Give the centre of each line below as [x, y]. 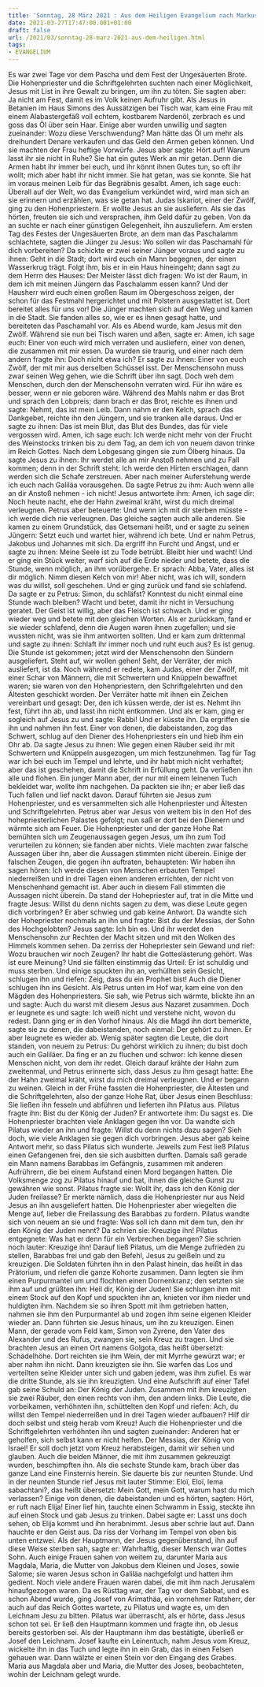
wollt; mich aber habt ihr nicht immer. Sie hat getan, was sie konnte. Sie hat [130, 175]
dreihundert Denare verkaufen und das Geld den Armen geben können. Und [131, 142]
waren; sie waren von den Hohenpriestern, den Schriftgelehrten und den [126, 686]
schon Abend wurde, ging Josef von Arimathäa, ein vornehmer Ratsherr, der [132, 1599]
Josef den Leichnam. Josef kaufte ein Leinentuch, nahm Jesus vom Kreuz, [129, 1641]
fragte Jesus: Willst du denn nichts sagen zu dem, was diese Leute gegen [128, 904]
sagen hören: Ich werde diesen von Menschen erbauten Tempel [112, 870]
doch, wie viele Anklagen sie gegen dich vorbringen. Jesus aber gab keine [129, 1138]
